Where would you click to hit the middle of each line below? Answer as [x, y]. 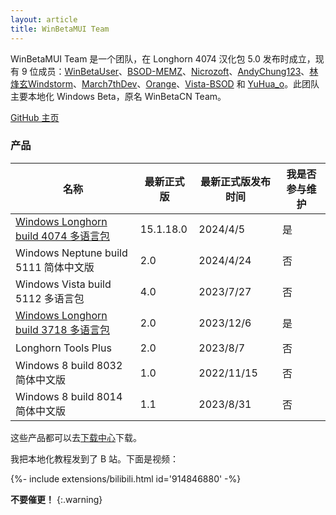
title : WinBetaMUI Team [60, 29]
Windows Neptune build [71, 253]
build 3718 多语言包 [62, 329]
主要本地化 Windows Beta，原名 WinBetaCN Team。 [118, 96]
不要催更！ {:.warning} [56, 499]
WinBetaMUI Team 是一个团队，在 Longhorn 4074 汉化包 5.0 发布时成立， [163, 58]
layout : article [44, 19]
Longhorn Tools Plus [63, 348]
